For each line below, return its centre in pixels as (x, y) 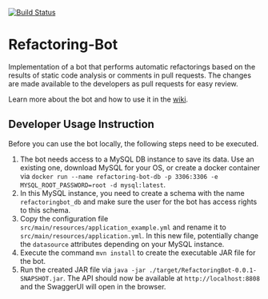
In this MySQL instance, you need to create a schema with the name (132, 193)
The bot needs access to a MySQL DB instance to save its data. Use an (137, 159)
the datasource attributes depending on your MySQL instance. (122, 244)
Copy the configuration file (64, 218)
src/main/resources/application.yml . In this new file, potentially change (139, 235)
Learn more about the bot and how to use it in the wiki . (98, 99)
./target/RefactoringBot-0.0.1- (203, 270)
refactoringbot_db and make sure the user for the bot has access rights (138, 201)
